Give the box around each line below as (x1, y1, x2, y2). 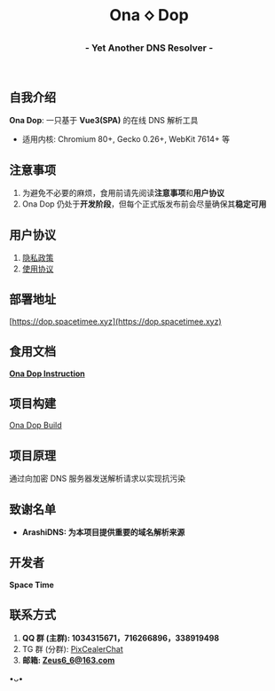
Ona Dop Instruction (9, 368, 86, 379)
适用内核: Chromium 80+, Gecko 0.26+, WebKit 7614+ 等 (21, 134, 231, 145)
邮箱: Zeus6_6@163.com (21, 655, 115, 665)
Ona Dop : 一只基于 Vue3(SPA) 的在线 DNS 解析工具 (9, 115, 199, 126)
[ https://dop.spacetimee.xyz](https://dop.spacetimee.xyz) (9, 316, 222, 326)
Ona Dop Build (9, 420, 62, 431)
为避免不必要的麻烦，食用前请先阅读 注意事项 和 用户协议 (21, 188, 224, 199)
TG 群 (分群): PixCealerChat (21, 643, 124, 654)
